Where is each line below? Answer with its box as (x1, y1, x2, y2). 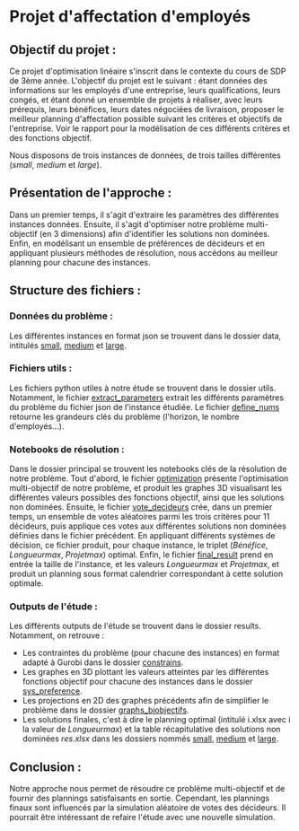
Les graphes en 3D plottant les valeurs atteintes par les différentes (22, 667, 269, 678)
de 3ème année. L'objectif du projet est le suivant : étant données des (9, 75, 268, 86)
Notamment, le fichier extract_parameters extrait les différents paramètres (9, 392, 285, 403)
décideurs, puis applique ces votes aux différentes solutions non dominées (9, 520, 287, 531)
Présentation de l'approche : (9, 186, 172, 201)
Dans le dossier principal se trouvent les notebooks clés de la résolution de (9, 464, 287, 475)
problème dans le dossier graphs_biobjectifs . (22, 704, 189, 715)
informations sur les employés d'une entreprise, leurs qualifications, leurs (9, 85, 281, 95)
